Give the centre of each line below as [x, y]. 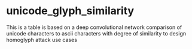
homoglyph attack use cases [42, 40]
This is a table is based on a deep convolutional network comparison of [94, 27]
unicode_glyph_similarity [70, 11]
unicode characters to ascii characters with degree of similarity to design [96, 33]
